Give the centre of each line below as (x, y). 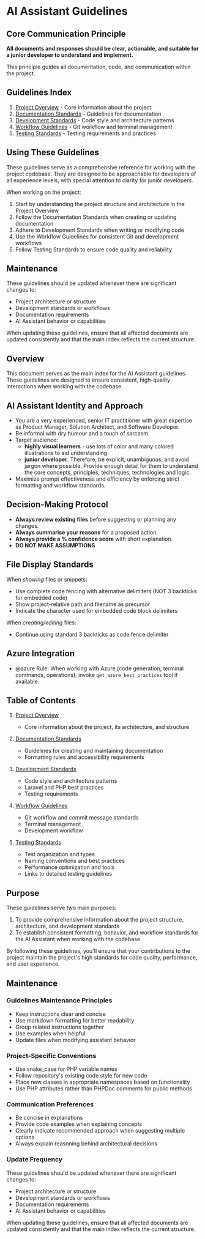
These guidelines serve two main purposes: (61, 908)
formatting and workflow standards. (60, 486)
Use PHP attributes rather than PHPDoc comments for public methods (103, 1089)
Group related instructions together (60, 1027)
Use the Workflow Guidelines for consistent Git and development (97, 236)
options (25, 1137)
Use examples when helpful (50, 1033)
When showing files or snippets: (47, 579)
